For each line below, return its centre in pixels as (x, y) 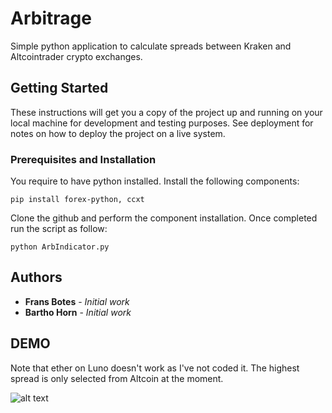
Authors (36, 277)
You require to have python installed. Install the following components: (155, 181)
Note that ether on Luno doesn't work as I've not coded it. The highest (155, 368)
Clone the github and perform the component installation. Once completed (164, 218)
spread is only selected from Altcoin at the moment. (117, 378)
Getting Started (59, 88)
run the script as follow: (59, 229)
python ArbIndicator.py (60, 247)
